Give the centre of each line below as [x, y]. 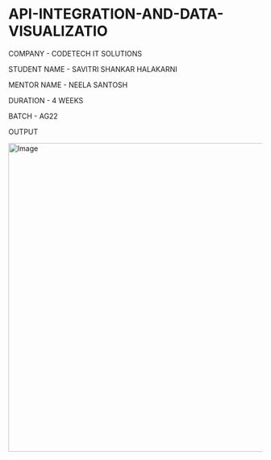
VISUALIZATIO [58, 31]
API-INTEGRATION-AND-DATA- [116, 14]
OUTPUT [23, 132]
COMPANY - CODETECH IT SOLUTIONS [75, 53]
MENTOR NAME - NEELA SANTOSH [68, 85]
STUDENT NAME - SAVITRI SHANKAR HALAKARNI [93, 69]
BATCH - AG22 [33, 116]
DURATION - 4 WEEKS [46, 100]
